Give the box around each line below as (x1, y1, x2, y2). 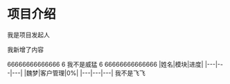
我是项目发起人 (7, 31, 50, 39)
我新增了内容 (7, 45, 44, 53)
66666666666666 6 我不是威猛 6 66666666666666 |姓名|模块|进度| (7, 60, 204, 68)
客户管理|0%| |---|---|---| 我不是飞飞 (40, 69, 145, 77)
